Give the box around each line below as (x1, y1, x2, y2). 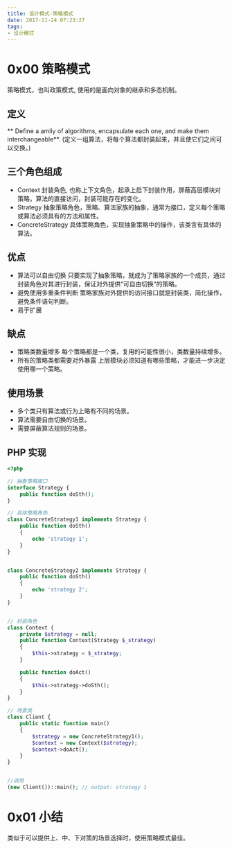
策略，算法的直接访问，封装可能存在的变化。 (17, 194, 145, 202)
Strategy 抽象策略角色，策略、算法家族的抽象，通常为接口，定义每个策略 (17, 202, 226, 211)
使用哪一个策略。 (17, 365, 66, 373)
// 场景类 (7, 707, 33, 714)
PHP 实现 (7, 447, 46, 458)
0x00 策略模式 (7, 62, 91, 77)
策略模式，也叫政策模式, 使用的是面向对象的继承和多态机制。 (7, 86, 181, 94)
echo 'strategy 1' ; (32, 535, 89, 542)
